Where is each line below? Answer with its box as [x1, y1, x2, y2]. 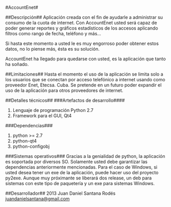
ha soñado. [5, 61, 29, 67]
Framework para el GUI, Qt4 [12, 112, 72, 119]
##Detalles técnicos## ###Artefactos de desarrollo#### [5, 97, 125, 103]
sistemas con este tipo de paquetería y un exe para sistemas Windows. [5, 180, 155, 186]
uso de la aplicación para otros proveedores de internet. [5, 87, 124, 94]
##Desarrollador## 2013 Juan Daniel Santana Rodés [5, 190, 116, 196]
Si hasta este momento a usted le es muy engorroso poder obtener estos [5, 40, 159, 47]
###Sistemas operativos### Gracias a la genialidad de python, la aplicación [5, 153, 165, 159]
